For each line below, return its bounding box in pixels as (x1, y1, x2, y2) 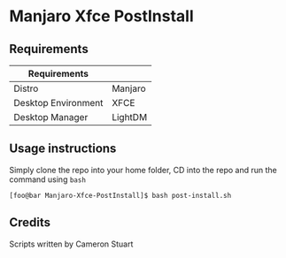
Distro (13, 82, 39, 95)
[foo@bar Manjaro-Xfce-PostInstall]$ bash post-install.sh (9, 191, 232, 200)
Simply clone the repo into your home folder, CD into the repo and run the (9, 164, 277, 175)
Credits (9, 215, 51, 231)
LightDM (112, 111, 148, 123)
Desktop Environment (13, 97, 104, 109)
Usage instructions (9, 141, 117, 156)
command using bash (9, 174, 87, 185)
